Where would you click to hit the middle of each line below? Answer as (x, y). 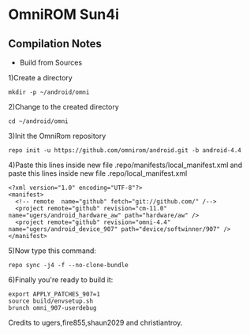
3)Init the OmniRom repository (57, 136)
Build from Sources (51, 62)
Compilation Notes (55, 44)
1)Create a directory (40, 78)
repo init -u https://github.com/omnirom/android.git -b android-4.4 (125, 151)
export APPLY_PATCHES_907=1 (54, 294)
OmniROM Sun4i (64, 15)
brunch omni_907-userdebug (52, 308)
